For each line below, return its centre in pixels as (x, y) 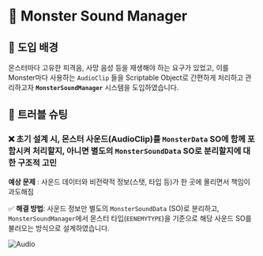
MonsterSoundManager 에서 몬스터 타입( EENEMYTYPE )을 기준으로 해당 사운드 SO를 (130, 218)
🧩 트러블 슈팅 (38, 115)
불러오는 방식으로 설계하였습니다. (59, 228)
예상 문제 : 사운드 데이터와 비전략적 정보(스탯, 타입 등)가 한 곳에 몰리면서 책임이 (129, 182)
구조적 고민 (37, 163)
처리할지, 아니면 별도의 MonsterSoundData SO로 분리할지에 (137, 151)
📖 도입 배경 (34, 47)
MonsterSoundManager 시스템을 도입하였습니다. (107, 87)
